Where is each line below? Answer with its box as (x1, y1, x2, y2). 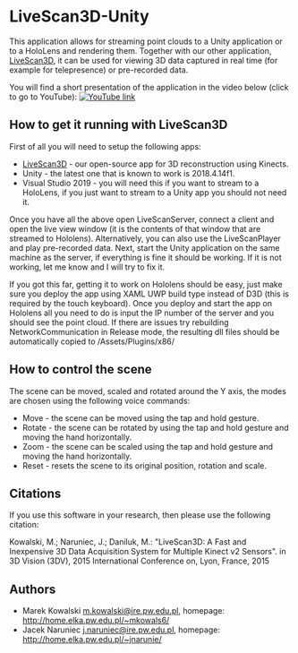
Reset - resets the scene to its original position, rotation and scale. (21, 460, 267, 471)
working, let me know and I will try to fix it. (9, 262, 166, 272)
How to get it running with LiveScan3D (9, 117, 228, 133)
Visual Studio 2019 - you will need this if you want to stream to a (21, 177, 260, 188)
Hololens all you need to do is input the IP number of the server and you (9, 307, 275, 318)
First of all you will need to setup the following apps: (9, 141, 201, 151)
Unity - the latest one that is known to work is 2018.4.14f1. (21, 168, 235, 178)
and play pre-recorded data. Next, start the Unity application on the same (9, 242, 280, 253)
